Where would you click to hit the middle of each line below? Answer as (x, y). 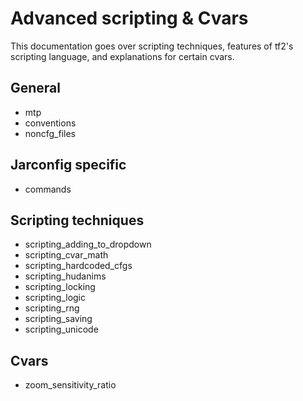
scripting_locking (60, 287)
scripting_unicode (61, 329)
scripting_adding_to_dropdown (88, 244)
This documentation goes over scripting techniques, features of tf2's (152, 46)
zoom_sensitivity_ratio (70, 385)
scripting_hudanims (65, 276)
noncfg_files (50, 133)
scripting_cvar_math (66, 255)
